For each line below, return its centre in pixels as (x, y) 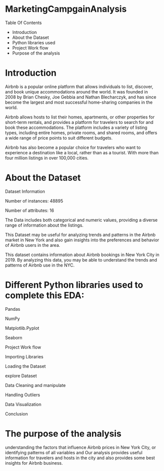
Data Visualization (23, 404)
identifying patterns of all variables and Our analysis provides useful (74, 452)
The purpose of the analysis (63, 433)
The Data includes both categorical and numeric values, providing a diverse (81, 220)
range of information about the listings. (44, 225)
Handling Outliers (23, 395)
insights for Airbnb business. (34, 463)
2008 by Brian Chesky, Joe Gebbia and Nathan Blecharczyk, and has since (81, 97)
